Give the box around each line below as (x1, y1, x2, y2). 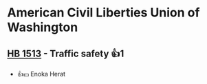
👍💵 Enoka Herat (17, 70, 66, 78)
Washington (7, 19, 78, 35)
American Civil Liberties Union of (7, 5, 200, 21)
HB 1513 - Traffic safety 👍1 (7, 48, 124, 59)
